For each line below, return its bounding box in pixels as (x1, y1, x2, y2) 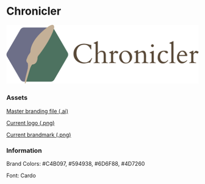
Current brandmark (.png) (6, 131, 71, 138)
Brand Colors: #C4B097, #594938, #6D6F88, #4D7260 (6, 160, 145, 168)
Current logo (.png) (6, 119, 55, 126)
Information (6, 146, 42, 155)
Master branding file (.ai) (6, 107, 69, 115)
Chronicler (6, 4, 62, 18)
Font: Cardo (6, 172, 37, 179)
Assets (6, 93, 28, 102)
